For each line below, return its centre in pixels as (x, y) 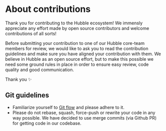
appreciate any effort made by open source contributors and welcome (77, 28)
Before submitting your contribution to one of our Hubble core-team (75, 43)
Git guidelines (27, 95)
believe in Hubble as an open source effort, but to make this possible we (79, 59)
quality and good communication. (40, 69)
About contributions (48, 9)
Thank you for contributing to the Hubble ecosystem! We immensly (74, 23)
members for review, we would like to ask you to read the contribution (77, 48)
